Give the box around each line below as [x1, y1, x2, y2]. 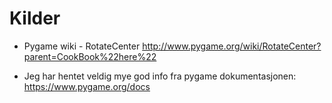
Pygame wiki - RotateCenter [23, 40, 141, 52]
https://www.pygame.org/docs [23, 80, 151, 92]
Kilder [9, 7, 61, 30]
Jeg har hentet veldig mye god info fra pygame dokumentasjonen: [23, 70, 297, 82]
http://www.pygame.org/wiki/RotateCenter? [142, 40, 322, 52]
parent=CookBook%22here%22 [23, 50, 157, 62]
